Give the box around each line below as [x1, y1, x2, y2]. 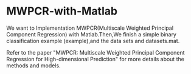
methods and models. [6, 62, 61, 69]
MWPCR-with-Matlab [6, 4, 117, 18]
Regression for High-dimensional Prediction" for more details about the [6, 55, 184, 62]
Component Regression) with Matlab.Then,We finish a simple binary [6, 30, 176, 38]
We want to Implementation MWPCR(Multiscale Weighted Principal [6, 24, 174, 32]
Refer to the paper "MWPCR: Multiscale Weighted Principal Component [6, 49, 185, 56]
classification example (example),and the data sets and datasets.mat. [6, 37, 180, 44]
